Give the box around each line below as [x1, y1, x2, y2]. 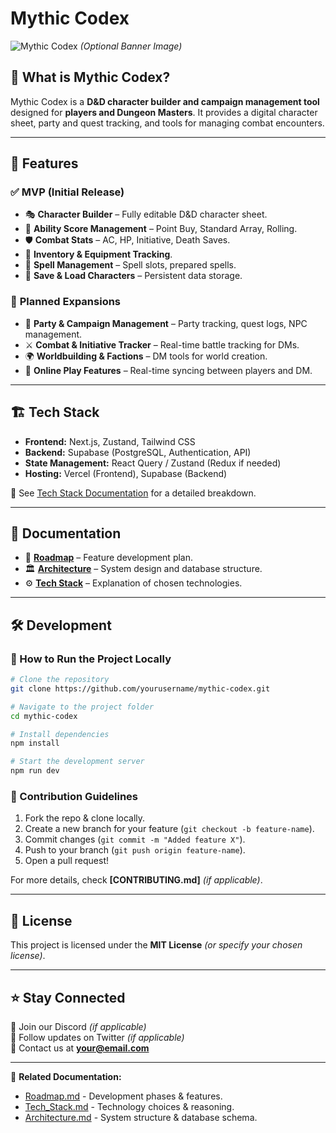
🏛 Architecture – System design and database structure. [24, 563, 263, 575]
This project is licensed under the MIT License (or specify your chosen [10, 939, 303, 951]
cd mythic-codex [10, 711, 78, 721]
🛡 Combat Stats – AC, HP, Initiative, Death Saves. [24, 234, 231, 246]
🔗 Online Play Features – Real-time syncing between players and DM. [24, 364, 313, 376]
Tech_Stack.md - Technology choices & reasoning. [24, 1100, 235, 1112]
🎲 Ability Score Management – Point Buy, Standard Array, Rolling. [24, 223, 298, 235]
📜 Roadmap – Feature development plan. [24, 552, 194, 564]
